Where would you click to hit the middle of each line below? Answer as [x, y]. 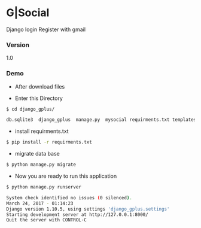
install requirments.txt [42, 131]
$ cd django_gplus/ [31, 109]
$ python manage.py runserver [44, 187]
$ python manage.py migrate [41, 165]
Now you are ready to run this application [66, 176]
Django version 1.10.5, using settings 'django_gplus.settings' [88, 209]
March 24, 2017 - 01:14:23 [40, 203]
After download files [40, 86]
